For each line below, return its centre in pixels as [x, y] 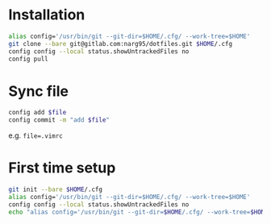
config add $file [38, 113]
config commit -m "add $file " [59, 120]
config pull [28, 59]
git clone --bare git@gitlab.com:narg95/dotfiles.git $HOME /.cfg [120, 44]
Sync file [38, 91]
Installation [47, 15]
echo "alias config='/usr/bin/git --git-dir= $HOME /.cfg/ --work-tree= [129, 212]
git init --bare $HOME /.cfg [56, 190]
